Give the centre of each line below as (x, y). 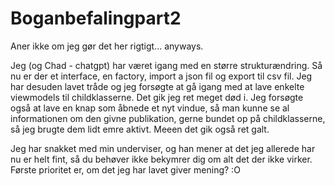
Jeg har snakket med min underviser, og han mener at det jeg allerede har (163, 148)
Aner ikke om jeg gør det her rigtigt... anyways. (107, 46)
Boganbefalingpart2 (96, 18)
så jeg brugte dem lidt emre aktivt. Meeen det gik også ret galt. (140, 129)
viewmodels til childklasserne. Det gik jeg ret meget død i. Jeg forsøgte (157, 97)
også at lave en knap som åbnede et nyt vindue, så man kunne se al (150, 108)
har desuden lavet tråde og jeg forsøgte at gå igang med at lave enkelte (157, 86)
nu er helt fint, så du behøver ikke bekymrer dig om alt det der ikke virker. (161, 159)
